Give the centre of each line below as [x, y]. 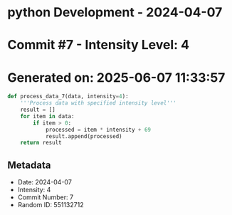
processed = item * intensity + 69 [98, 130]
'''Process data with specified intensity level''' [98, 103]
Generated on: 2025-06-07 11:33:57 [116, 77]
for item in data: [47, 116]
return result [41, 143]
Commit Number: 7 [45, 197]
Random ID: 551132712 [51, 205]
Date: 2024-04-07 [45, 182]
